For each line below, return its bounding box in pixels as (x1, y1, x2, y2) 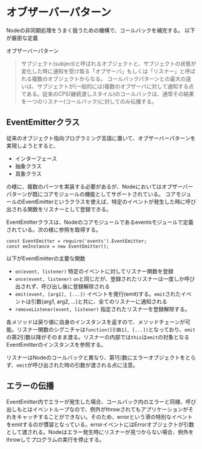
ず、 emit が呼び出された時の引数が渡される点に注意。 (6, 361, 139, 369)
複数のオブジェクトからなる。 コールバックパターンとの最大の (31, 75, 186, 82)
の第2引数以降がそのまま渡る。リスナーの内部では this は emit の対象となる (6, 333, 190, 341)
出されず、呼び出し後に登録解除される (14, 283, 110, 290)
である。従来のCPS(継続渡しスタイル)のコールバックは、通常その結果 (21, 90, 195, 97)
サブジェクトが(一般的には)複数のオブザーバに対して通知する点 (37, 82, 194, 90)
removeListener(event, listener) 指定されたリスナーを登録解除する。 (14, 305, 191, 312)
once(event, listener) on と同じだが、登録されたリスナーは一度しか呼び (14, 275, 195, 282)
